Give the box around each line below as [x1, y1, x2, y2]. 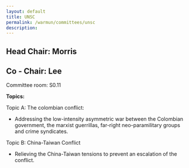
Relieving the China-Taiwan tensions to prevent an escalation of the [14, 150, 177, 157]
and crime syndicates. [14, 128, 68, 135]
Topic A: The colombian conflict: [6, 104, 84, 111]
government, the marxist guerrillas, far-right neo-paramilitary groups [14, 122, 180, 129]
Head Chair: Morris [6, 46, 77, 56]
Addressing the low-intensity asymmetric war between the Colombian [14, 116, 183, 123]
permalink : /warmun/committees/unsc [6, 19, 95, 25]
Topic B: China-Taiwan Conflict [6, 139, 81, 146]
